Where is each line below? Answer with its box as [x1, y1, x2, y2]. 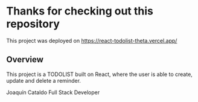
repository [6, 17, 60, 31]
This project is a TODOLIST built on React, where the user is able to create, [6, 71, 193, 78]
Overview [6, 54, 44, 65]
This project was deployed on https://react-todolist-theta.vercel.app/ [6, 37, 177, 44]
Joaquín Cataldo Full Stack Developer [6, 89, 100, 96]
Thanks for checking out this [6, 4, 154, 18]
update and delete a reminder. [6, 77, 81, 84]
